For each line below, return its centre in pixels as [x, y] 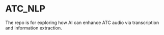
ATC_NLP [25, 9]
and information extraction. [34, 27]
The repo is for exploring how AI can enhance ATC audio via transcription [82, 22]
